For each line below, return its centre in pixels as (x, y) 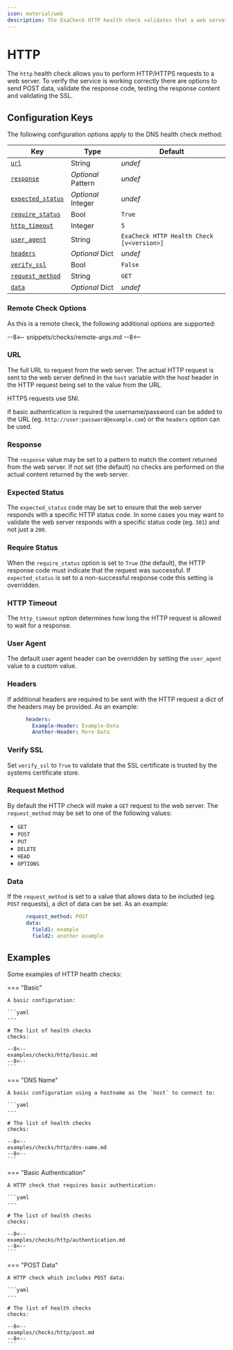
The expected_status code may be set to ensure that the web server (105, 507)
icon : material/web (35, 14)
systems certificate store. (44, 773)
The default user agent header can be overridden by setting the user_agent (114, 659)
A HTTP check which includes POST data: (67, 1278)
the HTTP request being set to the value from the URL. (85, 385)
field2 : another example (68, 936)
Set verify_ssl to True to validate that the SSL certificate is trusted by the (112, 765)
